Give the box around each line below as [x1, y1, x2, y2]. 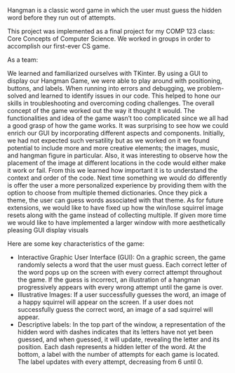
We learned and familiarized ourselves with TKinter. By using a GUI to [7, 70, 208, 77]
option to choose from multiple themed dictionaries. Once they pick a [7, 189, 208, 197]
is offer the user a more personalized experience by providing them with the [7, 181, 227, 189]
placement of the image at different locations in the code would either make [7, 159, 227, 167]
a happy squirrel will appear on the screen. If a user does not [17, 298, 194, 306]
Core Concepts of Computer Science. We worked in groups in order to [7, 34, 211, 43]
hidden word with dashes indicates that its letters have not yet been [17, 328, 213, 336]
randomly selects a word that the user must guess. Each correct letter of [17, 261, 227, 269]
